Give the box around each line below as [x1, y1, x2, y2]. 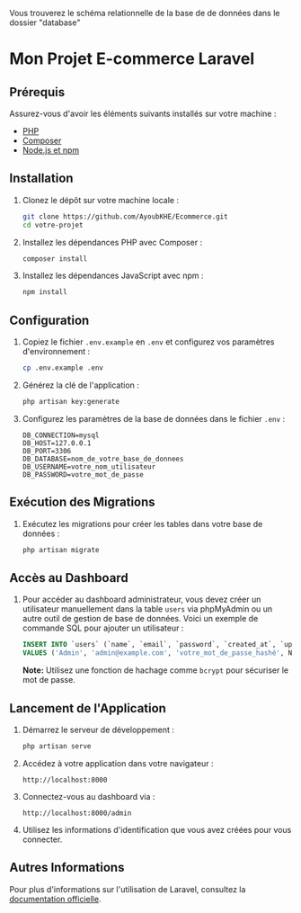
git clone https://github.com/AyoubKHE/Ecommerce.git [22, 211, 228, 221]
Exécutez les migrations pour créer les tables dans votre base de [22, 518, 263, 529]
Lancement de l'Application [9, 701, 166, 716]
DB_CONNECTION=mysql [22, 431, 100, 440]
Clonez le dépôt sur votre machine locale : [22, 194, 180, 205]
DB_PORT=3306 [22, 446, 72, 455]
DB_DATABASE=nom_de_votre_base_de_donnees [22, 454, 184, 463]
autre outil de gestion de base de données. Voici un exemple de [22, 613, 259, 624]
